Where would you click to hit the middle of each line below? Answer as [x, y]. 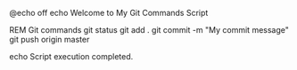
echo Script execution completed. [71, 56]
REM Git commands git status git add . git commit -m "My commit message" [149, 30]
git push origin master [49, 39]
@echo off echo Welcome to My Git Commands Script [109, 13]
